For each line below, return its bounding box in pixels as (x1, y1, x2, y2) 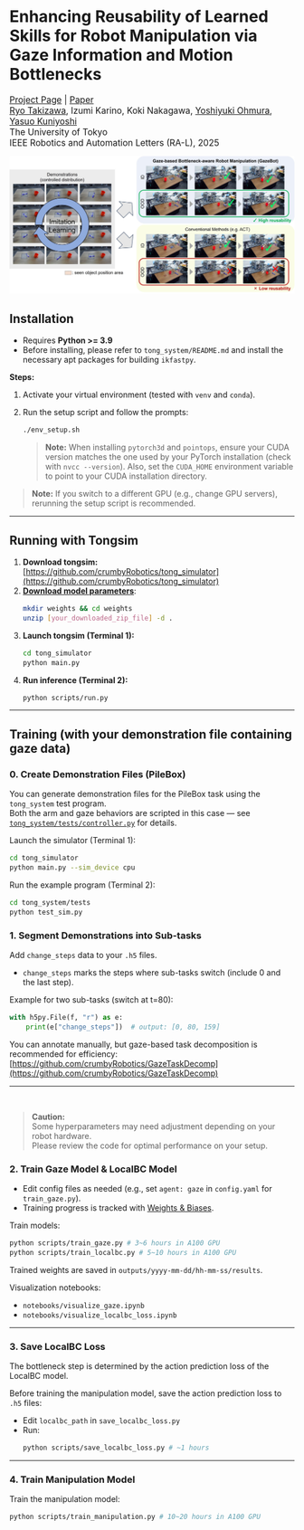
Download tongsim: (22, 556, 98, 567)
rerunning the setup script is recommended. (31, 498, 196, 508)
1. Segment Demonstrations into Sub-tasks (9, 929, 202, 942)
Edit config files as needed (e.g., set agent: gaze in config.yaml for (22, 1183, 273, 1193)
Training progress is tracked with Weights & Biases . (22, 1202, 214, 1213)
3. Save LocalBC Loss (9, 1340, 106, 1353)
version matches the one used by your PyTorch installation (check (44, 451, 291, 462)
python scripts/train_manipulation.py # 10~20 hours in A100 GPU (9, 1513, 261, 1522)
